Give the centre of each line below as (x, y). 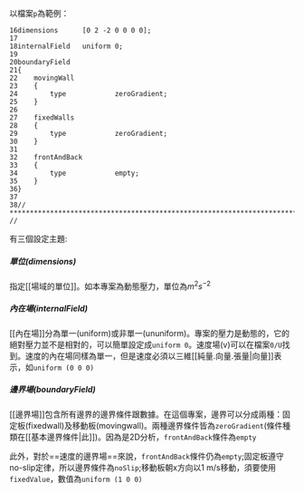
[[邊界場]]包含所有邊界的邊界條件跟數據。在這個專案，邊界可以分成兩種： (146, 414)
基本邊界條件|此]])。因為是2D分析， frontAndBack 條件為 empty (144, 437)
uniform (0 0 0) (64, 368)
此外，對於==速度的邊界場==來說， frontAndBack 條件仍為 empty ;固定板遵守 (147, 456)
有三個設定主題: (38, 239)
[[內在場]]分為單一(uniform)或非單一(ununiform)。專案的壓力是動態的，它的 (150, 333)
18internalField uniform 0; (66, 46)
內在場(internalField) (49, 309)
